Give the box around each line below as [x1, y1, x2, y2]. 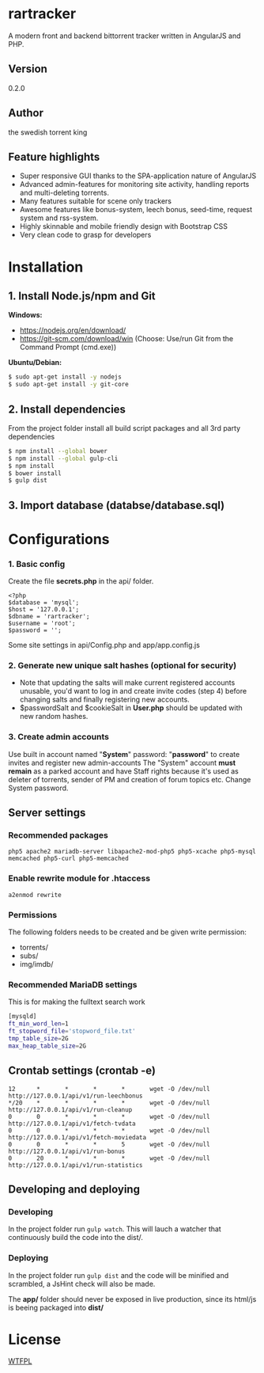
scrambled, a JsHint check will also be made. [8, 1279, 156, 1288]
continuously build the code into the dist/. [8, 1233, 144, 1242]
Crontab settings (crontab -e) [8, 1064, 157, 1078]
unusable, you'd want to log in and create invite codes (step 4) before [19, 686, 247, 696]
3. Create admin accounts [8, 732, 109, 743]
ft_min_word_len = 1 [8, 1020, 69, 1028]
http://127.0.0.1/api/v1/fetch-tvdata [8, 1120, 136, 1128]
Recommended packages [8, 830, 108, 841]
